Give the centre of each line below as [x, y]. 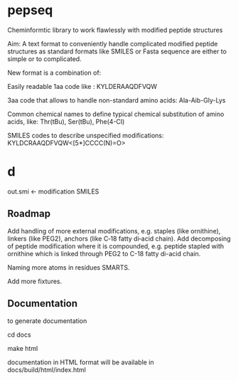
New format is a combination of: [54, 73]
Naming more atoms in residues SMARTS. [69, 267]
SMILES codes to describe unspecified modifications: [86, 135]
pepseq [30, 10]
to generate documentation [47, 321]
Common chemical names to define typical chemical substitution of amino [116, 114]
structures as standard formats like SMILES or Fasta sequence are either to [117, 51]
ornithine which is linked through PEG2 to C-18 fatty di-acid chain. [104, 253]
